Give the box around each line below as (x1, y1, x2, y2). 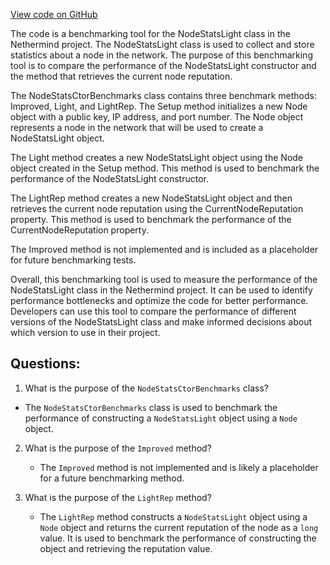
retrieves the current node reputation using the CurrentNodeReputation (10, 203, 304, 214)
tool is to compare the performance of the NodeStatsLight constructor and (10, 60, 317, 71)
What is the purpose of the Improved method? (24, 442, 212, 454)
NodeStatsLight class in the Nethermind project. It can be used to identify (10, 284, 313, 296)
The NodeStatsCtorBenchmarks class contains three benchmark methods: (10, 90, 317, 101)
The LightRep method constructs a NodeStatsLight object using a (39, 510, 308, 523)
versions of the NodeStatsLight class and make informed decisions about (10, 316, 313, 328)
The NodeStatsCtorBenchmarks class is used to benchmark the (24, 401, 278, 413)
